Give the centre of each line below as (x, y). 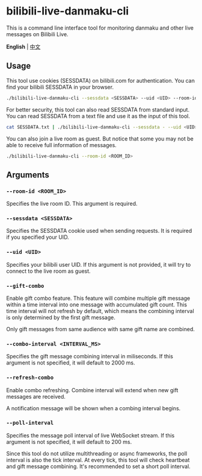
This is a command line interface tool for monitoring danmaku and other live (100, 28)
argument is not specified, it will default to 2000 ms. (71, 363)
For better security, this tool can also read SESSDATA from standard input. (98, 109)
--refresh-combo (30, 378)
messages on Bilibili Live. (37, 34)
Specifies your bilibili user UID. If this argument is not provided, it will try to (99, 264)
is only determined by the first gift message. (61, 317)
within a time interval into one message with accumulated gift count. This (97, 304)
